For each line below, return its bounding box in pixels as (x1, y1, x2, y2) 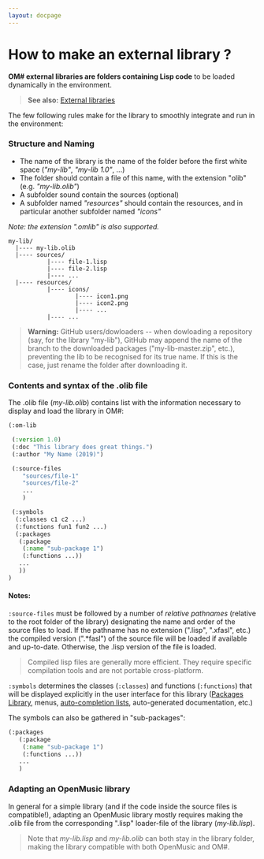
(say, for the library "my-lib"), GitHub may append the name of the (27, 335, 243, 344)
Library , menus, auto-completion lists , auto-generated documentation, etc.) (8, 697, 254, 707)
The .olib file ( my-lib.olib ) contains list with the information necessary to (8, 398, 242, 407)
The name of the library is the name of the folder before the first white (19, 156, 247, 165)
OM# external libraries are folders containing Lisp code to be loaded (8, 72, 235, 81)
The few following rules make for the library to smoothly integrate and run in (8, 110, 255, 120)
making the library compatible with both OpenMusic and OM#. (27, 842, 230, 851)
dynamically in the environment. (8, 80, 113, 89)
